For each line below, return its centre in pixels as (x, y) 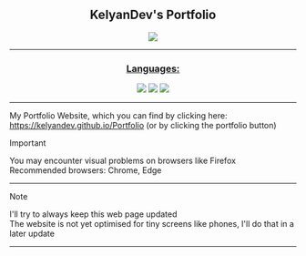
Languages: (153, 68)
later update (32, 234)
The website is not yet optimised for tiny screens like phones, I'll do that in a (152, 224)
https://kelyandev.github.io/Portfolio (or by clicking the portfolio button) (143, 126)
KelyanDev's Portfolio (153, 15)
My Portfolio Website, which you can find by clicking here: (118, 116)
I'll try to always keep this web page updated (93, 214)
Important (28, 143)
